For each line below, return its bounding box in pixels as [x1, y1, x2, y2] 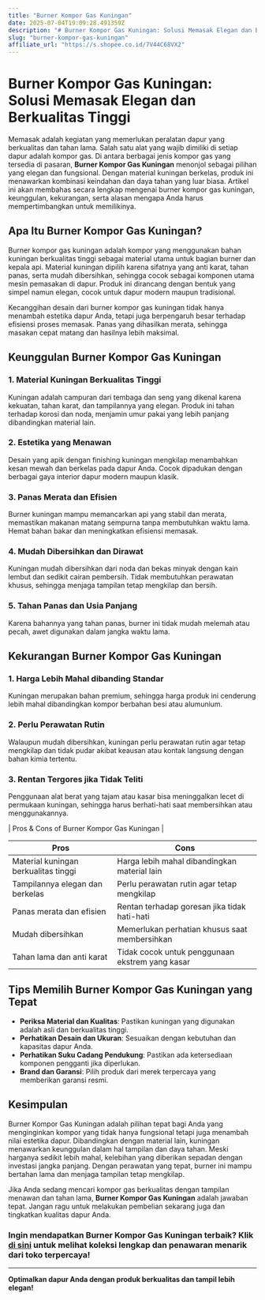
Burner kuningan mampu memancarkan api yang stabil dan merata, [8, 510, 227, 519]
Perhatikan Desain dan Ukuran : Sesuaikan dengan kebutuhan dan [19, 1033, 237, 1043]
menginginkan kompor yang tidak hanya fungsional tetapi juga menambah [8, 1127, 249, 1137]
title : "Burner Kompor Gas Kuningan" [8, 11, 132, 20]
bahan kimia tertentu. [8, 754, 77, 763]
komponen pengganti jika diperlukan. [19, 1058, 140, 1068]
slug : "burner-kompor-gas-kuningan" [8, 33, 129, 42]
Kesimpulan [8, 1098, 69, 1111]
